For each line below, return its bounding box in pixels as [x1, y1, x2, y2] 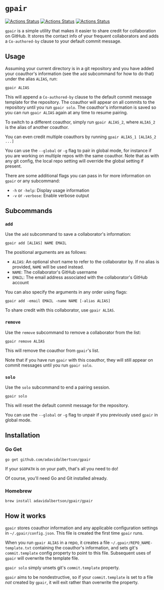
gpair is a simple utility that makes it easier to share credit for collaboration [5, 27, 156, 33]
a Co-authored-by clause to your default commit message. [5, 38, 121, 44]
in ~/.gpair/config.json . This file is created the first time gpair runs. [5, 530, 143, 536]
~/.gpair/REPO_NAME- [111, 541, 153, 545]
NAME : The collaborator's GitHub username [12, 269, 97, 275]
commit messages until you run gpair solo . [5, 362, 93, 368]
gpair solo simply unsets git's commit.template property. [5, 565, 120, 570]
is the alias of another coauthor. [5, 124, 70, 130]
